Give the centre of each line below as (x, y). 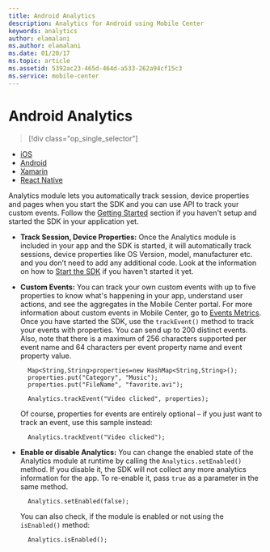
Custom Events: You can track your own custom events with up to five (138, 287)
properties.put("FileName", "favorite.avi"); (105, 385)
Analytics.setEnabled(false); (78, 501)
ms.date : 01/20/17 (39, 53)
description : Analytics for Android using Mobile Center (106, 23)
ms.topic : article (39, 61)
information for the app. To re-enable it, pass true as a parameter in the (139, 478)
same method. (44, 487)
